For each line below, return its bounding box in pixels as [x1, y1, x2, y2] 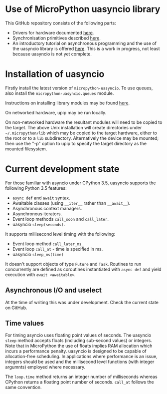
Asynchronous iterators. [12, 211, 62, 217]
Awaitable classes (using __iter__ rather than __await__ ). [12, 200, 131, 206]
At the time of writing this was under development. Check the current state [5, 299, 159, 305]
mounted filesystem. [5, 146, 47, 152]
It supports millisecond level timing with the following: [5, 231, 116, 237]
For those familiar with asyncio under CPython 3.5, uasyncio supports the [5, 180, 156, 186]
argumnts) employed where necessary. [5, 364, 86, 370]
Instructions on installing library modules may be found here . [5, 100, 130, 106]
